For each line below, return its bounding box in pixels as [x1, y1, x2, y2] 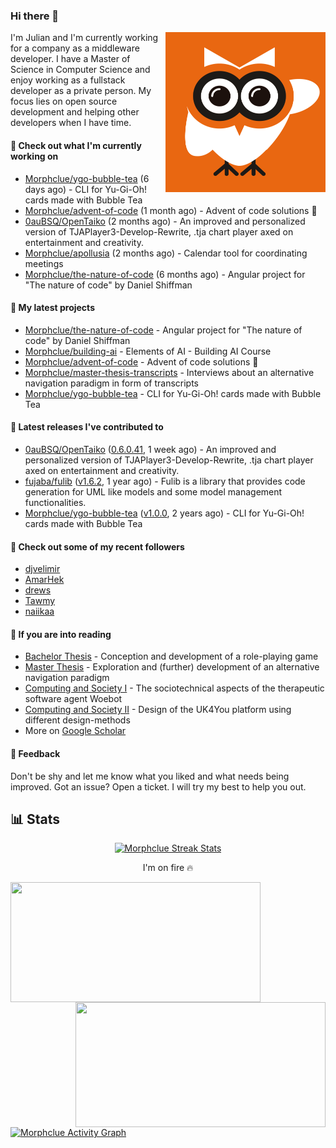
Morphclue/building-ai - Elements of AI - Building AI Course [24, 345, 272, 357]
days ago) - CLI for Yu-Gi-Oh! [24, 183, 147, 195]
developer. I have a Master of [10, 53, 131, 65]
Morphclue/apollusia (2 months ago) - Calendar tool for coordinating [24, 247, 308, 259]
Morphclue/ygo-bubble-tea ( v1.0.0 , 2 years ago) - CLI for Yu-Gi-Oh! [24, 507, 305, 519]
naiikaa [24, 605, 55, 618]
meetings [24, 257, 64, 269]
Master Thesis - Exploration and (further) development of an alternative [24, 661, 320, 673]
